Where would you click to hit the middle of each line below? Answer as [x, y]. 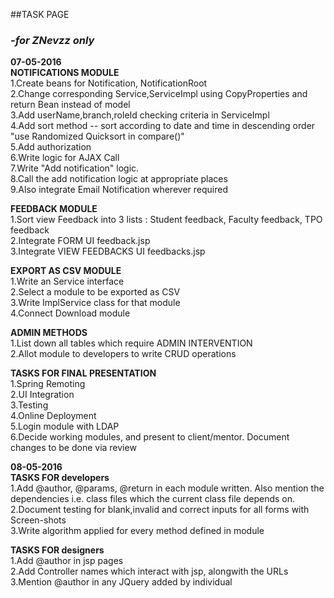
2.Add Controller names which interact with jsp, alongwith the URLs [149, 571]
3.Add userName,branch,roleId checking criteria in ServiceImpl [140, 115]
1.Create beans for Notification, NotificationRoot [109, 83]
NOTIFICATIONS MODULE [65, 73]
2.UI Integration [42, 395]
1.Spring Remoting [48, 384]
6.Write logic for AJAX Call [65, 158]
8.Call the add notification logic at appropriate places [119, 179]
